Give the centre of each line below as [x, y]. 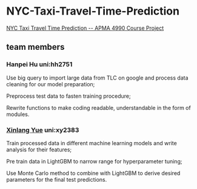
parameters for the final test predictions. [57, 179]
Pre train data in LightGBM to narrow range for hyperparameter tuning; [94, 161]
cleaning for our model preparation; [51, 84]
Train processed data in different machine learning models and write [92, 143]
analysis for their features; [39, 149]
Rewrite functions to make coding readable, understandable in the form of [98, 108]
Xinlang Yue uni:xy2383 [43, 130]
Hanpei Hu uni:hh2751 [39, 64]
